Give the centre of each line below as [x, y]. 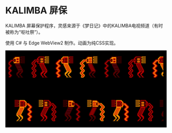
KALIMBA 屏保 [36, 10]
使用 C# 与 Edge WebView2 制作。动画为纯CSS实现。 [62, 43]
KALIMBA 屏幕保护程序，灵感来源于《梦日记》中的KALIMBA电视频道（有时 [84, 26]
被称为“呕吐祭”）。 [24, 32]
